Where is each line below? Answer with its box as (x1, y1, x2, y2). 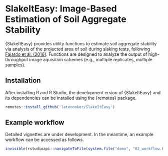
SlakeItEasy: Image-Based (5, 3, 117, 14)
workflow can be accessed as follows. (5, 137, 84, 143)
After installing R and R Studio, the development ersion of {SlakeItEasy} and (5, 89, 161, 95)
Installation (5, 76, 41, 85)
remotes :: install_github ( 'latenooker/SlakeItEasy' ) (5, 104, 115, 110)
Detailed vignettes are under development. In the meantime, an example (5, 132, 154, 138)
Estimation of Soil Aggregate (5, 13, 126, 25)
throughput (5, 56, 28, 62)
